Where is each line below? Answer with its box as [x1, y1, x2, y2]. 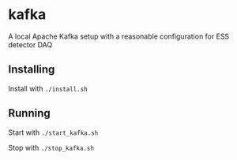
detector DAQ [8, 39, 53, 49]
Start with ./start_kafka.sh [8, 128, 99, 137]
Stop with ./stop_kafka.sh [8, 143, 95, 152]
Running [8, 106, 51, 120]
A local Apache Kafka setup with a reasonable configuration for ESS [8, 32, 230, 41]
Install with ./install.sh [8, 84, 88, 93]
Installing [8, 63, 55, 76]
